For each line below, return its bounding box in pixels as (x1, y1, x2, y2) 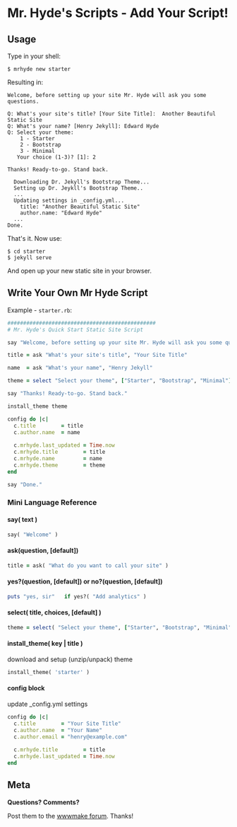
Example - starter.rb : (7, 306, 73, 314)
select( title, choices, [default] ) (7, 608, 102, 617)
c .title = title (13, 422, 83, 429)
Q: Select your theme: (7, 129, 74, 136)
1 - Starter (20, 135, 55, 142)
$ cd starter (7, 248, 46, 255)
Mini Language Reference (7, 498, 97, 508)
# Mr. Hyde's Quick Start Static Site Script (7, 326, 143, 333)
